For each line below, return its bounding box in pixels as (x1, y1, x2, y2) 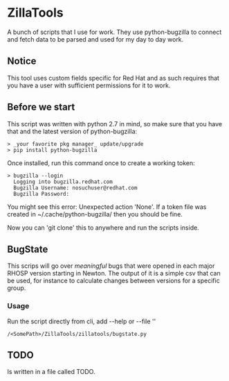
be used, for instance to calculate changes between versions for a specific (7, 276, 220, 285)
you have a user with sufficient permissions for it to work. (7, 81, 171, 90)
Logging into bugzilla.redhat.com (13, 178, 113, 185)
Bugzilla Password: (13, 190, 70, 197)
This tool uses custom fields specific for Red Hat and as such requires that (7, 74, 220, 82)
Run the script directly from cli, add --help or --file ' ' (7, 317, 156, 325)
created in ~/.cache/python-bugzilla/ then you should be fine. (7, 210, 183, 218)
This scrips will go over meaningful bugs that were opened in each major (7, 262, 215, 270)
